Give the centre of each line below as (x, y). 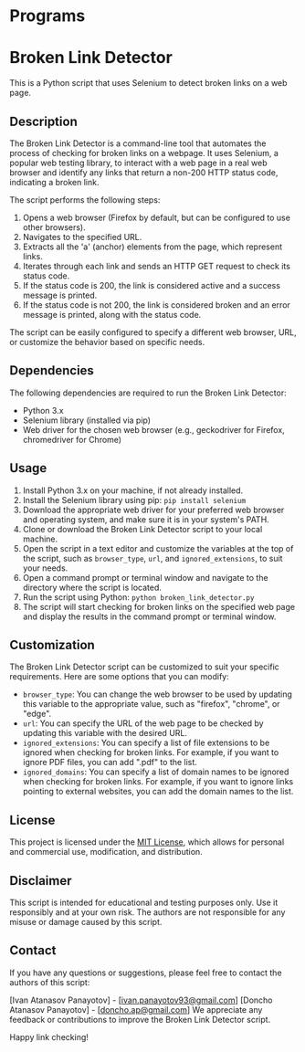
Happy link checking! (49, 1036)
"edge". (37, 714)
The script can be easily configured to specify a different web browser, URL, (153, 332)
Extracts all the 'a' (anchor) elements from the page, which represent (152, 247)
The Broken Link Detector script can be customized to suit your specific (145, 667)
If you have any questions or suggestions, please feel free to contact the (146, 973)
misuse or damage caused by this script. (86, 922)
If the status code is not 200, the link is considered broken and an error (156, 305)
